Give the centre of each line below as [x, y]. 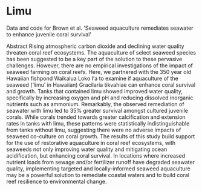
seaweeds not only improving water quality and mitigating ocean [87, 149]
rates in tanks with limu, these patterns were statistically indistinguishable [98, 123]
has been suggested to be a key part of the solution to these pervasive [94, 59]
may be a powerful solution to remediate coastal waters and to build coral [98, 175]
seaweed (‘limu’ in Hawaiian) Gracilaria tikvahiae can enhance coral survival [101, 85]
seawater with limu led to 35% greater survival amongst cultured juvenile [97, 110]
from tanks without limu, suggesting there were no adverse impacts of [94, 130]
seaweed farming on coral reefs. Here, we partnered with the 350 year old [99, 72]
